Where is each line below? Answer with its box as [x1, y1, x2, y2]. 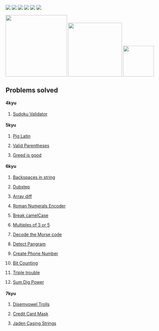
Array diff [12, 193, 32, 199]
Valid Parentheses [12, 143, 50, 149]
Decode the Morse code [12, 232, 62, 237]
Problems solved [5, 86, 58, 94]
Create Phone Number [12, 251, 58, 256]
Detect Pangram [12, 241, 46, 247]
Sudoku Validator [12, 111, 48, 117]
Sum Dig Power [12, 279, 44, 285]
